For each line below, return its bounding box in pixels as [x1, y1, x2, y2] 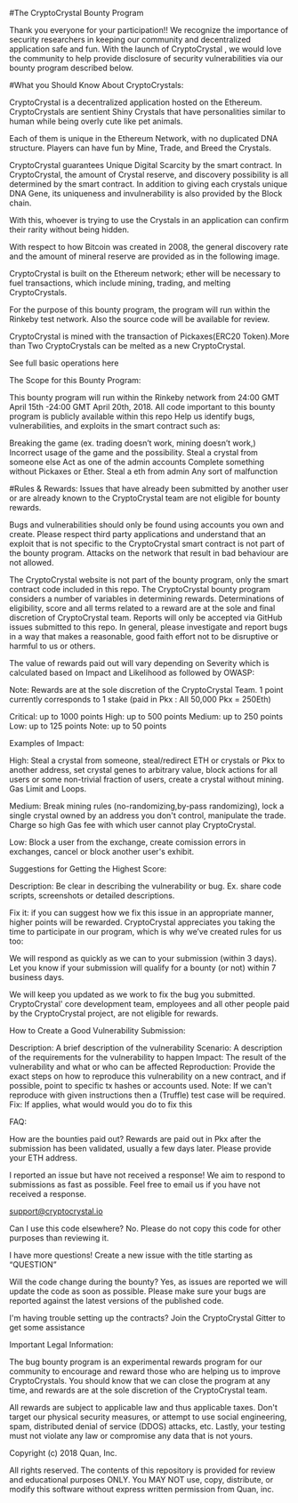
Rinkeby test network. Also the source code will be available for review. [9, 314, 270, 324]
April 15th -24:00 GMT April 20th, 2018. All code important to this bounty [9, 402, 276, 412]
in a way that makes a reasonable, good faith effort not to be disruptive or [9, 631, 278, 641]
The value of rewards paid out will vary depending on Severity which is [9, 658, 270, 668]
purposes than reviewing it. [9, 1233, 109, 1243]
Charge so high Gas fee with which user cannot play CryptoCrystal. [9, 820, 256, 830]
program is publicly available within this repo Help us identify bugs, [9, 411, 255, 422]
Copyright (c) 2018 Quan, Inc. [9, 1448, 117, 1458]
